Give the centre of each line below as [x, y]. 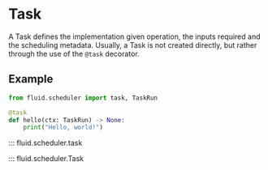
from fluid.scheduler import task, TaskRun [83, 98]
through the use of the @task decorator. [74, 53]
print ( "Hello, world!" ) [63, 127]
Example [31, 79]
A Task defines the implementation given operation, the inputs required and [134, 36]
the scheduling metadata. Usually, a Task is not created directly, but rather [133, 45]
